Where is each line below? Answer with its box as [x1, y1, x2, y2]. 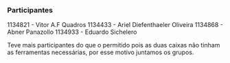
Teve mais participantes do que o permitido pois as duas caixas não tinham [7, 41, 220, 49]
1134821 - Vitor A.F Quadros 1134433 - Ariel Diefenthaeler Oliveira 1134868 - [7, 21, 223, 29]
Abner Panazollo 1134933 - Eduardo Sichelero [7, 28, 137, 36]
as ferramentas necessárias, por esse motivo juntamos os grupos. [7, 48, 194, 56]
